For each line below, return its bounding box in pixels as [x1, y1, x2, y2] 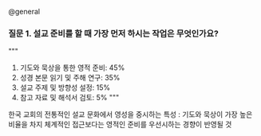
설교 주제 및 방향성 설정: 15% [19, 83, 111, 92]
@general [8, 7, 41, 16]
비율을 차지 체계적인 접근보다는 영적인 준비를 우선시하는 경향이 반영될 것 [8, 119, 232, 130]
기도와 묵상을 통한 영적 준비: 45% [19, 63, 125, 72]
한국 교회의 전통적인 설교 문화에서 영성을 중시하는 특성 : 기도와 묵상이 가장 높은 [8, 110, 253, 119]
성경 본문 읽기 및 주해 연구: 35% [19, 73, 121, 83]
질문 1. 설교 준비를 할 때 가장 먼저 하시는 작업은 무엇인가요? [8, 28, 219, 39]
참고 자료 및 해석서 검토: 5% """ [19, 93, 120, 103]
